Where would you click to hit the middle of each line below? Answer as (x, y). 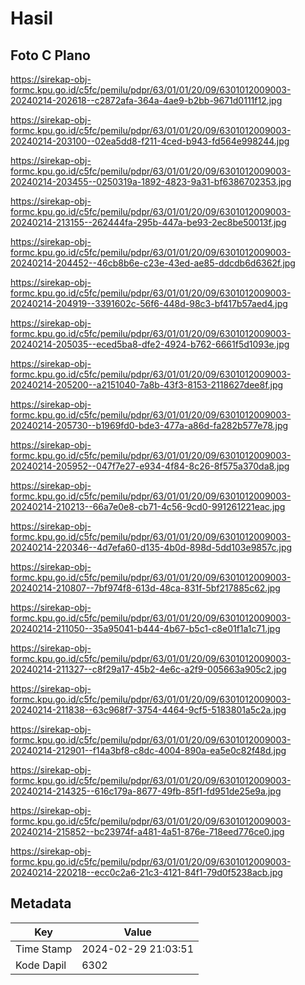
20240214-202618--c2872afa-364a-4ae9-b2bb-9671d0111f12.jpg (146, 100)
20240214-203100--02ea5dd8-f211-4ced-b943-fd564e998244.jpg (150, 141)
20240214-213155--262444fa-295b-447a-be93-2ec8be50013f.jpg (148, 222)
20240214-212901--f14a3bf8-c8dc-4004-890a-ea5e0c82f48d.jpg (148, 750)
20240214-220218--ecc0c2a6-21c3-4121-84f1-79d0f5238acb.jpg (146, 872)
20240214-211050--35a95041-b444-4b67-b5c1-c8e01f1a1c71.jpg (145, 628)
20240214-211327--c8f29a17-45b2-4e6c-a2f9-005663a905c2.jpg (148, 669)
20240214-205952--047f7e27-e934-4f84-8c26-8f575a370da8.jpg (150, 466)
